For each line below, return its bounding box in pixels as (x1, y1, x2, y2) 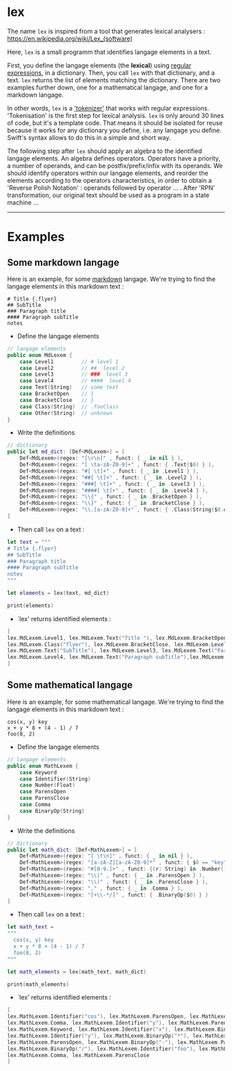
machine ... (7, 198, 39, 206)
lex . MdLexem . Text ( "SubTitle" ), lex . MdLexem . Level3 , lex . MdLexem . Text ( (7, 648, 215, 654)
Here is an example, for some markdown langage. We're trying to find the (7, 275, 216, 283)
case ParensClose (19, 795, 70, 802)
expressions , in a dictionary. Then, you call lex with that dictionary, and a (7, 68, 215, 77)
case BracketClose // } (19, 396, 95, 403)
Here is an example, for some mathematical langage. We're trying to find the (7, 697, 224, 706)
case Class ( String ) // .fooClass (19, 403, 119, 410)
